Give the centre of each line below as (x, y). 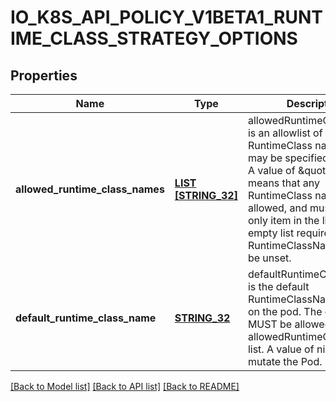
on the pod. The (285, 311)
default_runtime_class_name (86, 318)
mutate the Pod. (285, 361)
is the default (278, 286)
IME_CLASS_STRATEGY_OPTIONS (154, 38)
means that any (283, 183)
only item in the (283, 220)
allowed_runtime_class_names (90, 189)
